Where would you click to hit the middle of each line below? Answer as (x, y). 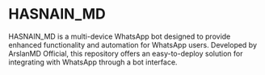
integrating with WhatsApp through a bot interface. (93, 62)
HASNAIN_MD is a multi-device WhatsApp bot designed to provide (120, 36)
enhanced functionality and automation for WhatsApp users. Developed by (132, 44)
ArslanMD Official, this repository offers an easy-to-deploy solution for (126, 53)
